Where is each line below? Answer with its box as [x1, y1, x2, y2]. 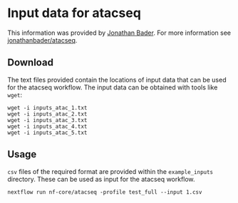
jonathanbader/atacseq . [7, 35, 78, 44]
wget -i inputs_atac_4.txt [7, 123, 88, 130]
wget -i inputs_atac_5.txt [7, 129, 88, 136]
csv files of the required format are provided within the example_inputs [7, 167, 214, 175]
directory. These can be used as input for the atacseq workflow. [7, 175, 195, 183]
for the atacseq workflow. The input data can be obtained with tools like [7, 83, 218, 92]
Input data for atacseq [7, 5, 141, 21]
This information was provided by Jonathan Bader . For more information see [7, 28, 232, 37]
